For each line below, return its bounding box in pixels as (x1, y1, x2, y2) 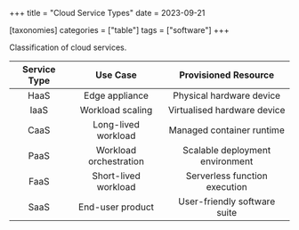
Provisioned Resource (179, 69, 275, 81)
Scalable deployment (182, 144, 271, 156)
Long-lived (93, 119, 140, 130)
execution (206, 181, 247, 193)
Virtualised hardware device (167, 104, 286, 116)
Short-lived (92, 169, 141, 182)
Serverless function (185, 169, 269, 182)
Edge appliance (84, 89, 149, 102)
